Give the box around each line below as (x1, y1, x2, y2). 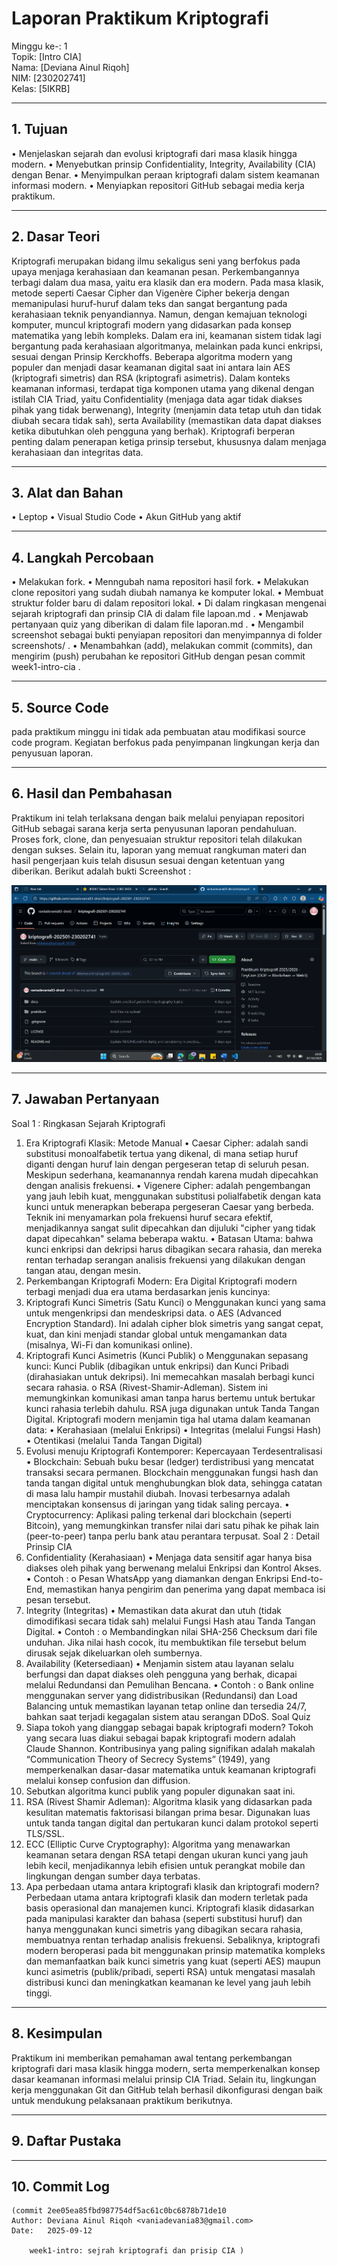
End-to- (290, 1572, 324, 1584)
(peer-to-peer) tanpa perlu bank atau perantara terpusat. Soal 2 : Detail (25, 1530, 320, 1542)
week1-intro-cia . (11, 661, 81, 673)
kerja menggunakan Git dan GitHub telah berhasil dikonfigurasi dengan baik (11, 2083, 323, 2096)
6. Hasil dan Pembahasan (11, 785, 173, 802)
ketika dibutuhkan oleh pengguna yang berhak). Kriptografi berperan (11, 425, 296, 437)
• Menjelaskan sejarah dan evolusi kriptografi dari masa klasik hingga (11, 147, 298, 159)
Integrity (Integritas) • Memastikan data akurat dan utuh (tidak (25, 1604, 282, 1616)
